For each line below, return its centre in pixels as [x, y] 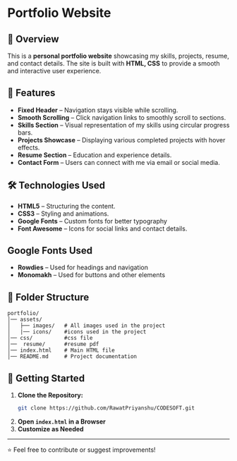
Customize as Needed [50, 429]
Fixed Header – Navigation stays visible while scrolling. [98, 110]
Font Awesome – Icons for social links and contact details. [102, 228]
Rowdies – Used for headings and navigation [83, 268]
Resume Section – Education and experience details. [95, 155]
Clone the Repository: [50, 395]
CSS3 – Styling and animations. [63, 214]
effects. [29, 147]
